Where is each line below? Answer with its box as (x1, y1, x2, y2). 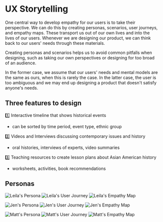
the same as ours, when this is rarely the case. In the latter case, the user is (5, 74, 157, 80)
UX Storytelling (5, 3, 69, 15)
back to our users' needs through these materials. (5, 40, 106, 46)
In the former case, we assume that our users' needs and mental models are (5, 69, 158, 75)
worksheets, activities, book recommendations (12, 166, 106, 171)
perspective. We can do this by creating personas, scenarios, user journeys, (5, 24, 158, 30)
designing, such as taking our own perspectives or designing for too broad (5, 55, 155, 60)
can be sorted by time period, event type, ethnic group (12, 123, 122, 129)
